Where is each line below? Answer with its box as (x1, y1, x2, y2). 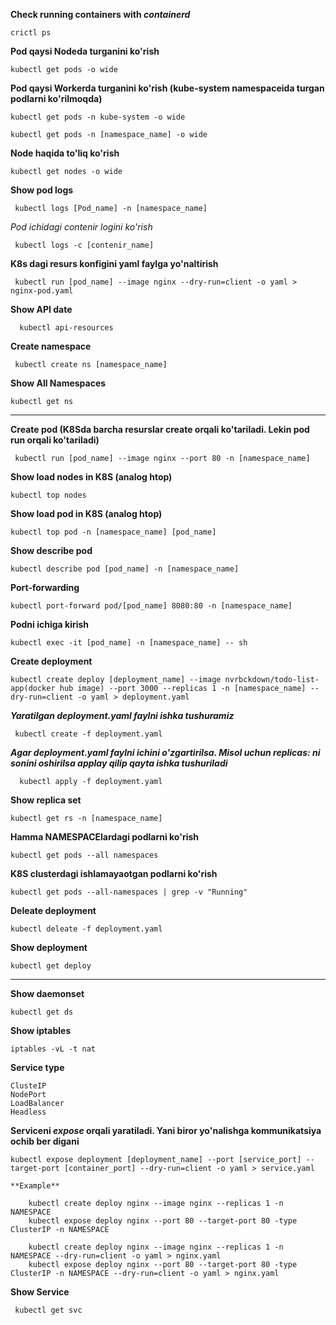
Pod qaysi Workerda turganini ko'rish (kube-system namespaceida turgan (10, 82, 325, 94)
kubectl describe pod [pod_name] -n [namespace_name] (10, 564, 240, 574)
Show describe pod (10, 545, 93, 556)
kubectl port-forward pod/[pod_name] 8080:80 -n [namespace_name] (10, 601, 293, 611)
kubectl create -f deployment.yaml (14, 729, 163, 739)
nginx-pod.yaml (10, 286, 74, 296)
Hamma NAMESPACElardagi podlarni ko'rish (10, 831, 199, 843)
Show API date (10, 304, 73, 315)
